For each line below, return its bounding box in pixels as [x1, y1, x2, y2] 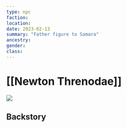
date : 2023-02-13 [6, 25, 50, 32]
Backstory [6, 112, 47, 122]
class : [6, 49, 23, 55]
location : [6, 20, 32, 26]
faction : [6, 15, 29, 21]
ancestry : [6, 37, 32, 43]
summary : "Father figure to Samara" [6, 32, 99, 38]
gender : [6, 43, 26, 49]
